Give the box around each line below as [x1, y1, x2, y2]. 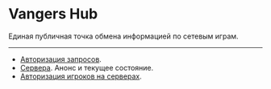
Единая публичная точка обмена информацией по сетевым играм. [8, 31, 240, 41]
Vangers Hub [8, 5, 98, 23]
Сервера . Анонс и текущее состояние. [19, 63, 154, 72]
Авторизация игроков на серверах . [19, 71, 143, 81]
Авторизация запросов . [19, 54, 102, 64]
